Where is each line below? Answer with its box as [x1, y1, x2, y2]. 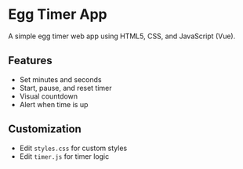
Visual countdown [19, 92, 78, 101]
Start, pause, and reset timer [19, 83, 112, 92]
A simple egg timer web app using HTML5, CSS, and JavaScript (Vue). [8, 31, 236, 41]
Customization [8, 123, 82, 136]
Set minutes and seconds [19, 74, 102, 84]
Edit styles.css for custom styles [19, 143, 128, 153]
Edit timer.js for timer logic [19, 151, 110, 161]
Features [8, 54, 53, 67]
